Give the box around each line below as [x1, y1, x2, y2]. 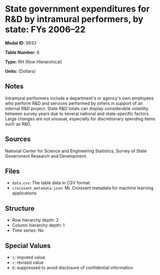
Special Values [5, 242, 51, 250]
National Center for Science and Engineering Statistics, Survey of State [5, 148, 147, 154]
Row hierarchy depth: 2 [12, 217, 59, 223]
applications [12, 190, 37, 196]
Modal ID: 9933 [5, 40, 37, 46]
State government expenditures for [5, 3, 150, 15]
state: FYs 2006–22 [5, 24, 86, 35]
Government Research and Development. [5, 153, 88, 159]
